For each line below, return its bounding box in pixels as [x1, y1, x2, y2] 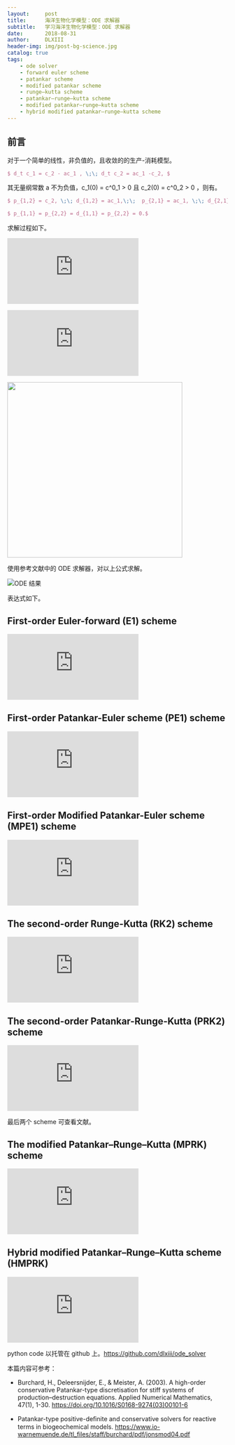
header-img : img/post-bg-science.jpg [7, 43, 117, 50]
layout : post [7, 10, 58, 18]
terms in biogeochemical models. [17, 1423, 114, 1431]
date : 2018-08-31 [7, 29, 77, 37]
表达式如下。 [7, 594, 44, 602]
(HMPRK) [7, 1258, 49, 1269]
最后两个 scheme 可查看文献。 [7, 1118, 96, 1126]
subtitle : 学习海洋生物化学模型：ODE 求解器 [7, 23, 131, 30]
